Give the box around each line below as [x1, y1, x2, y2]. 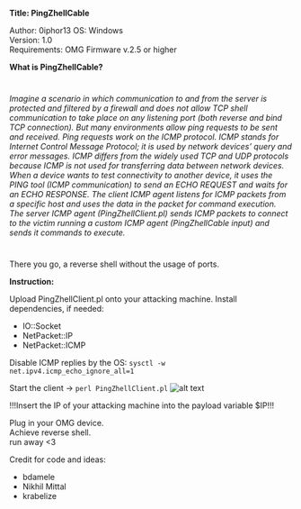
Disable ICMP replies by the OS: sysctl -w [9, 358, 166, 368]
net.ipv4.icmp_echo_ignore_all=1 [9, 367, 135, 377]
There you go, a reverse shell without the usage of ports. [9, 259, 220, 269]
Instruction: [9, 277, 55, 287]
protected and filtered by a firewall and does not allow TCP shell [9, 103, 249, 114]
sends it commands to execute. [9, 227, 126, 238]
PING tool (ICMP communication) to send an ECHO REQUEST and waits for [9, 179, 288, 190]
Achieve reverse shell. [9, 427, 92, 438]
